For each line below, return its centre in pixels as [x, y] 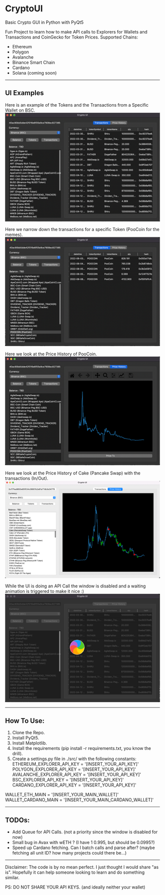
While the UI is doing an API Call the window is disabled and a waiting [75, 586]
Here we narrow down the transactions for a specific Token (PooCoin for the [82, 230]
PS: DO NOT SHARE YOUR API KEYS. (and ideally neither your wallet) [75, 887]
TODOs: [17, 820]
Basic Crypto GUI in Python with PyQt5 [44, 22]
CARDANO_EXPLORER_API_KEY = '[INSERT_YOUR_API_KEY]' [74, 785]
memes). [14, 234]
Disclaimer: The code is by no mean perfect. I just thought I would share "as [82, 867]
